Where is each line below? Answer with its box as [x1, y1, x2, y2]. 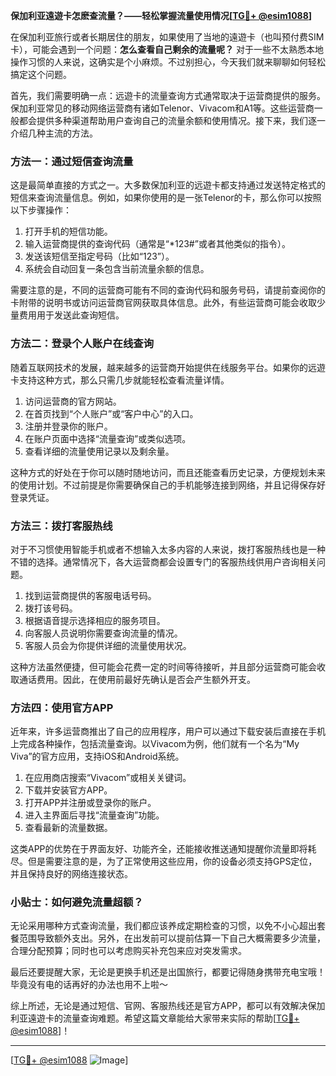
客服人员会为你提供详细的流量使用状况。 [24, 639, 192, 651]
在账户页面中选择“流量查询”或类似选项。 [24, 432, 192, 444]
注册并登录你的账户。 [24, 420, 113, 432]
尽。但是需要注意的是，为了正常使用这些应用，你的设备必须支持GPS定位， [10, 855, 318, 868]
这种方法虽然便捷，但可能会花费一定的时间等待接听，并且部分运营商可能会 [10, 660, 317, 673]
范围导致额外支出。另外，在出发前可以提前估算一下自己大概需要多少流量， [18, 932, 326, 944]
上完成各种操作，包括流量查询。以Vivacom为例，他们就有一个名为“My [10, 738, 300, 750]
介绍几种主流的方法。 [10, 127, 98, 139]
